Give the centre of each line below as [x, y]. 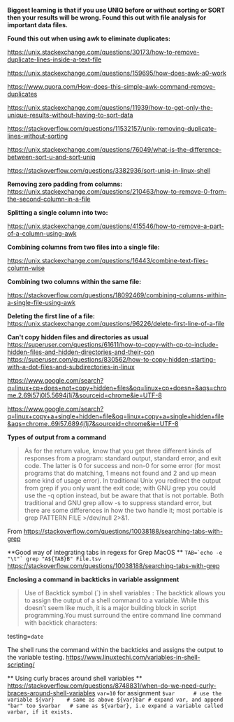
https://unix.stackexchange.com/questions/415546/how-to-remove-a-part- [116, 226]
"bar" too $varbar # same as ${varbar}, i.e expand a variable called [115, 706]
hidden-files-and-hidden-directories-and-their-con [81, 352]
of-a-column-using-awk [42, 233]
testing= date [25, 636]
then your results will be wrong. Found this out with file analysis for [107, 17]
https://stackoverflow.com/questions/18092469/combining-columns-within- [117, 295]
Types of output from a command [57, 437]
